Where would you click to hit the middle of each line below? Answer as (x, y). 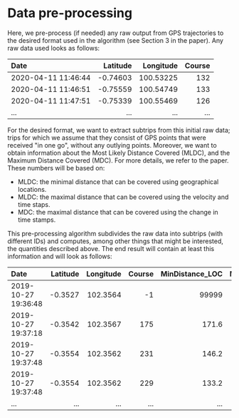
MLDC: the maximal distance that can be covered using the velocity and (123, 197)
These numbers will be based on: (56, 168)
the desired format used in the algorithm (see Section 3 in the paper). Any (116, 40)
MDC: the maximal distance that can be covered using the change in (118, 212)
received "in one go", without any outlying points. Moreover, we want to (112, 145)
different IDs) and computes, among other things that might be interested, (116, 241)
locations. (32, 189)
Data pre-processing (70, 13)
